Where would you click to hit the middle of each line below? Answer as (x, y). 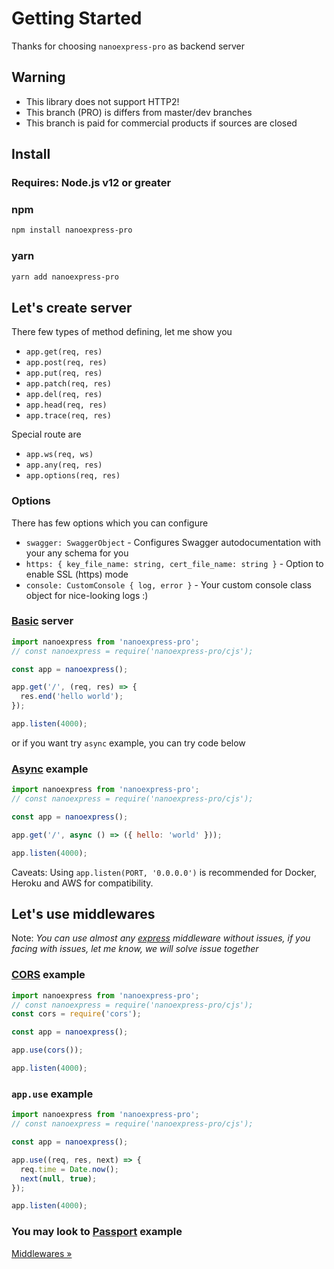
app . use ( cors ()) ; (47, 1050)
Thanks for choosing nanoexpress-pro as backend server (128, 46)
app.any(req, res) (64, 465)
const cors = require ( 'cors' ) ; (76, 1014)
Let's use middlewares (83, 914)
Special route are (46, 434)
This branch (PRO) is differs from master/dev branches (139, 112)
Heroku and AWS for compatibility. (82, 883)
